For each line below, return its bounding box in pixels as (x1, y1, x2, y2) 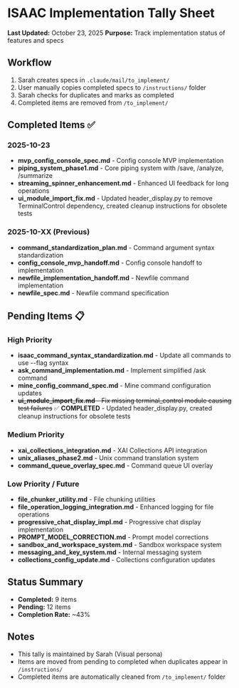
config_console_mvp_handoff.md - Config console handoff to (17, 258, 203, 267)
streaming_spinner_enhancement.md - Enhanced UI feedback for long (17, 179, 229, 188)
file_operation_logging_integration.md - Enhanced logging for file (17, 503, 214, 512)
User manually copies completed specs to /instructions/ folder (17, 83, 206, 92)
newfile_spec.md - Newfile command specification (17, 288, 169, 297)
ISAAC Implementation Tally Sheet (7, 5, 216, 21)
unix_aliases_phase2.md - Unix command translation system (17, 453, 199, 462)
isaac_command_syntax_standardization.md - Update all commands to (17, 351, 231, 360)
